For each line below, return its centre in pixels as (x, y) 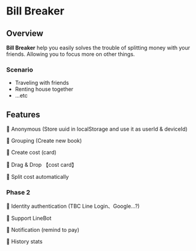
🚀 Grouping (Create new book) (44, 141)
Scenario (20, 69)
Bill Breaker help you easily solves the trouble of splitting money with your (98, 48)
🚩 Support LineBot (29, 218)
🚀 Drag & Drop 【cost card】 (41, 165)
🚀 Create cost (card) (32, 152)
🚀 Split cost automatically (38, 177)
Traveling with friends (42, 83)
